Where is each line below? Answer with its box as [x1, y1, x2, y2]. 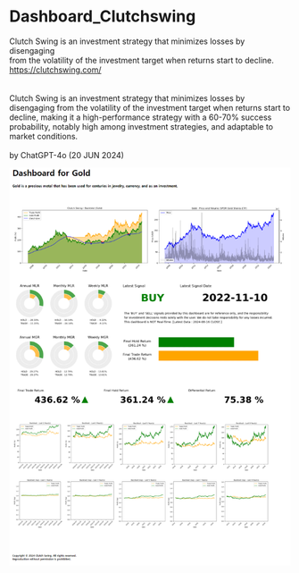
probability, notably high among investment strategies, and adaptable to [9, 121, 274, 131]
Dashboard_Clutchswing [9, 6, 196, 27]
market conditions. [9, 131, 79, 141]
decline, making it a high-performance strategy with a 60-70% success [9, 112, 272, 122]
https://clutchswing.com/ [9, 64, 102, 75]
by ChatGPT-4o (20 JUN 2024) [9, 149, 125, 160]
